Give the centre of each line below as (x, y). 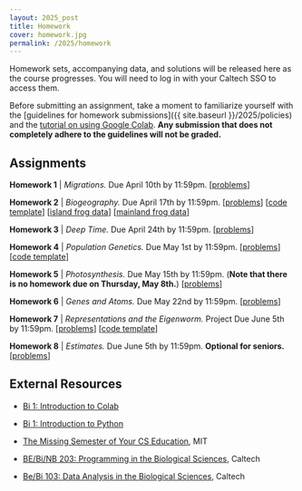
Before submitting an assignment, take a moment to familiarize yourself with (151, 106)
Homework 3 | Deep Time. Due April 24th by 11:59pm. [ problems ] (132, 230)
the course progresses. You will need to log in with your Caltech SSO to (143, 79)
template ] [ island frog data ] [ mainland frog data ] (100, 212)
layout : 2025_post (44, 18)
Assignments (48, 163)
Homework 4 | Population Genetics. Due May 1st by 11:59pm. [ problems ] (145, 247)
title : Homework (40, 26)
